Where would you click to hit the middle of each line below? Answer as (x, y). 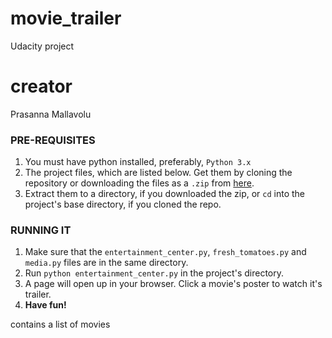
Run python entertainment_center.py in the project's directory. (154, 273)
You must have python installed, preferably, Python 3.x (138, 162)
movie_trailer (66, 18)
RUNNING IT (41, 230)
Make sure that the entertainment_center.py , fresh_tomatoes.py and (165, 252)
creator (41, 86)
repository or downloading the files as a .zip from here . (139, 183)
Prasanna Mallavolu (51, 114)
